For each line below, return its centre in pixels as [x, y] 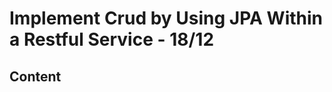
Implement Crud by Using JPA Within [166, 18]
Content [35, 76]
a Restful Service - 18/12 [112, 39]
